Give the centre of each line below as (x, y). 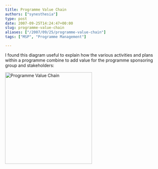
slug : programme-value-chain (35, 28)
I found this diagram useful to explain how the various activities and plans (79, 55)
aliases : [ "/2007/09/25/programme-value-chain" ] (56, 32)
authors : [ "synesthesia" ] (31, 14)
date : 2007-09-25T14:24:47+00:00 (39, 23)
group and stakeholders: (30, 65)
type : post (16, 19)
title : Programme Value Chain (36, 10)
